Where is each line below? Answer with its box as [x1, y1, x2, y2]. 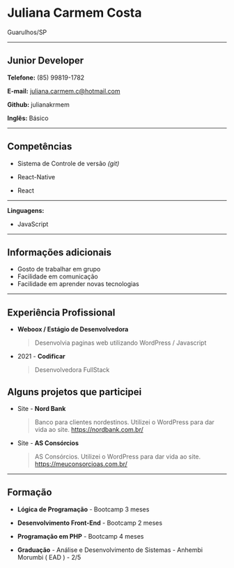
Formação [7, 486, 52, 498]
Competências [7, 141, 72, 153]
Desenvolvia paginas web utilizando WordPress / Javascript [34, 338, 207, 347]
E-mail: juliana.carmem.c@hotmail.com [7, 87, 120, 95]
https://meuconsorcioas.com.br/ [34, 460, 127, 468]
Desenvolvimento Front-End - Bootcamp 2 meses [17, 518, 162, 527]
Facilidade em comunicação [17, 272, 99, 281]
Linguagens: [7, 206, 45, 214]
